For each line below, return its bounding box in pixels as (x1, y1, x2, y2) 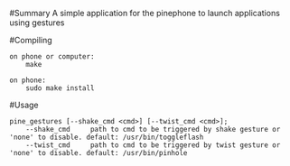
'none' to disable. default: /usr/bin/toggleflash (9, 133, 204, 142)
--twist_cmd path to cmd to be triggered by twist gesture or (25, 141, 281, 150)
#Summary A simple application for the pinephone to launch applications (9, 8, 280, 18)
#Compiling (9, 35, 52, 45)
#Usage (9, 99, 39, 110)
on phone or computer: (9, 52, 95, 61)
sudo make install (25, 84, 95, 93)
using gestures (9, 17, 65, 28)
